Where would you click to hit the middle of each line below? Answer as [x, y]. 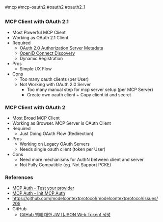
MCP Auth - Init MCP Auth [39, 193]
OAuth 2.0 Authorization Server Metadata [61, 48]
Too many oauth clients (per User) [54, 79]
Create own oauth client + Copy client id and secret [79, 94]
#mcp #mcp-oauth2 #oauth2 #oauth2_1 [45, 7]
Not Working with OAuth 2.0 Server [55, 84]
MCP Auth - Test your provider [43, 188]
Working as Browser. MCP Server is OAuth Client [62, 123]
